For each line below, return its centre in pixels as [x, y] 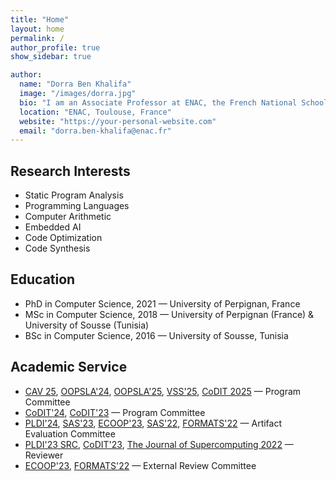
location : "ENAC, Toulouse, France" [95, 112]
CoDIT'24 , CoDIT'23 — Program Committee [115, 412]
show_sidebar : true [51, 57]
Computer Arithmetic [68, 217]
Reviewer [44, 455]
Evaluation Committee [70, 433]
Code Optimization [63, 238]
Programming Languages [77, 206]
